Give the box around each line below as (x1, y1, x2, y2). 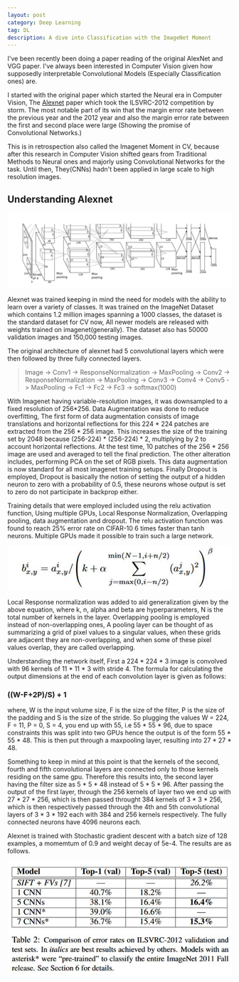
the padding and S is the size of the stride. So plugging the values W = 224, (7, 713, 229, 722)
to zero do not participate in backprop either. (7, 488, 139, 496)
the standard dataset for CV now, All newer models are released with (7, 318, 208, 326)
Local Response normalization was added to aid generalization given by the (7, 597, 229, 606)
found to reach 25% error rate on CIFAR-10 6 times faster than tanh (7, 524, 205, 533)
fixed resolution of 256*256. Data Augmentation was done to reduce (7, 405, 209, 413)
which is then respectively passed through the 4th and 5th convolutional (7, 802, 219, 811)
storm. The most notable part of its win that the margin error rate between (7, 106, 224, 114)
